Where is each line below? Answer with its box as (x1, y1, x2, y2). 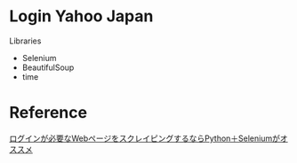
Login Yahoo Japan (9, 6, 154, 27)
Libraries (9, 35, 42, 46)
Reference (9, 103, 87, 123)
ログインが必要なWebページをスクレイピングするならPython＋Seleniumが (9, 133, 280, 144)
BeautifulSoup (21, 62, 75, 73)
